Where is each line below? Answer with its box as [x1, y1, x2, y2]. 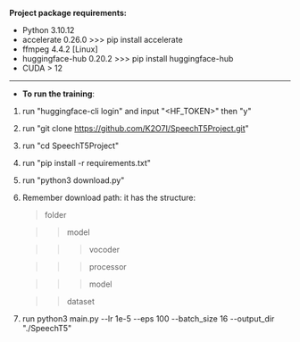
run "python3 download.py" [21, 175, 125, 186]
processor [88, 262, 127, 271]
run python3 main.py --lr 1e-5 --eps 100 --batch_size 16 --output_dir [21, 313, 275, 324]
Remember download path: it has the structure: [21, 192, 196, 203]
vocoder [88, 245, 121, 254]
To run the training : [21, 88, 96, 99]
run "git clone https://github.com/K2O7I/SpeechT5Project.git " [21, 123, 250, 133]
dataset [66, 296, 96, 306]
